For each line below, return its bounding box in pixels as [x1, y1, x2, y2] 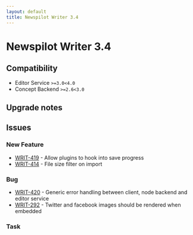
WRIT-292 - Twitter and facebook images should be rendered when [14, 201, 182, 208]
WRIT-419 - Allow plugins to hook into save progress [14, 154, 144, 161]
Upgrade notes [6, 102, 63, 113]
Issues [6, 123, 32, 133]
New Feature [6, 141, 44, 149]
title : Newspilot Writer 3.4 [6, 14, 79, 20]
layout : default [6, 8, 46, 15]
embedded [14, 207, 42, 214]
